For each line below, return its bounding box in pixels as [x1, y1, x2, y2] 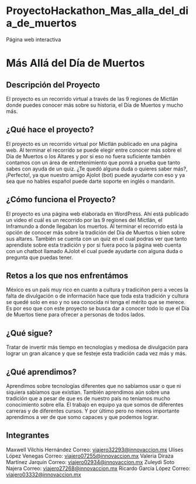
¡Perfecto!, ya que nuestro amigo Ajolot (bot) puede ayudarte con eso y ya [6, 171, 185, 178]
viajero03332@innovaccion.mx [6, 471, 81, 478]
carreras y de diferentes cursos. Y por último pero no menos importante [6, 407, 180, 414]
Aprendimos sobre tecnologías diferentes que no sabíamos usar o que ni [6, 383, 181, 389]
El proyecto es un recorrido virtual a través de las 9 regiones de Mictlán [6, 95, 178, 102]
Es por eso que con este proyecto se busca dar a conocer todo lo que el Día [6, 305, 190, 312]
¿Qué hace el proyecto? [6, 125, 94, 135]
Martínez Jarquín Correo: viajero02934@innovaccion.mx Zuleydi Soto [6, 458, 174, 465]
